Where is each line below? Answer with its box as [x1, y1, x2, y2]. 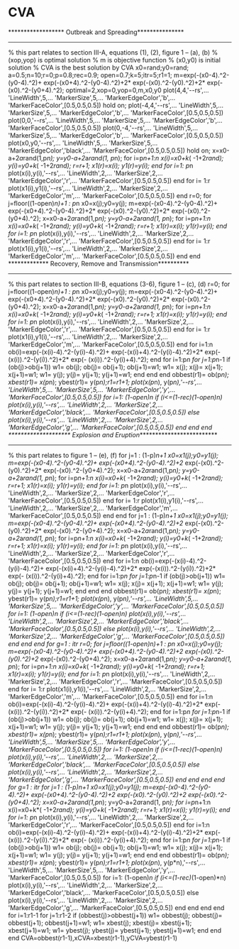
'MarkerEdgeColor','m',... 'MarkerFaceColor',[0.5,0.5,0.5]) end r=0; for [8, 191, 212, 199]
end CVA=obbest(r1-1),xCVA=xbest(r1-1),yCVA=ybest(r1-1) [8, 933, 178, 942]
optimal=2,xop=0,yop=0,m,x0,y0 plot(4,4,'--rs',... [65, 86, 209, 94]
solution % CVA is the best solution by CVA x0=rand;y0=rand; [8, 63, 189, 72]
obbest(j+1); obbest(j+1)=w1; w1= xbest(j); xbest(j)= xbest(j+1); [8, 918, 192, 927]
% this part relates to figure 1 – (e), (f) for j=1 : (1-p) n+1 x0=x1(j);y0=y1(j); [8, 451, 219, 459]
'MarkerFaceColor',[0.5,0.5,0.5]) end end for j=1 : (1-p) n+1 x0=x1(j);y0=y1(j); [8, 511, 229, 520]
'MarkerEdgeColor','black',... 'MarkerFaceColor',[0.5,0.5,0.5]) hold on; [8, 146, 211, 155]
